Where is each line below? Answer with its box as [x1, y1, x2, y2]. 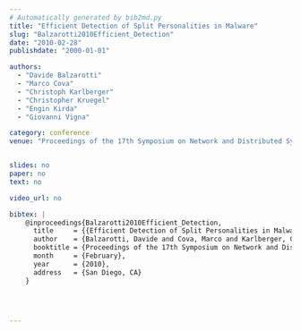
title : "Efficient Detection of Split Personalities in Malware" [9, 21, 258, 30]
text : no [9, 177, 42, 186]
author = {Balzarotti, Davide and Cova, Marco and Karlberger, [32, 234, 287, 244]
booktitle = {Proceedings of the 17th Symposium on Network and [32, 243, 279, 252]
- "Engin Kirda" [17, 104, 78, 113]
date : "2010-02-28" [9, 38, 82, 47]
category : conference [9, 129, 90, 138]
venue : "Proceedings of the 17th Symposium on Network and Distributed [9, 137, 282, 146]
